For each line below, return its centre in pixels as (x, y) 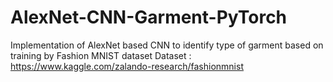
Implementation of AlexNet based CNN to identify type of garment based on (167, 45)
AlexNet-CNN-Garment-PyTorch (149, 17)
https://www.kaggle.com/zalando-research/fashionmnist (127, 66)
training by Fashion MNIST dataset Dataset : (101, 55)
